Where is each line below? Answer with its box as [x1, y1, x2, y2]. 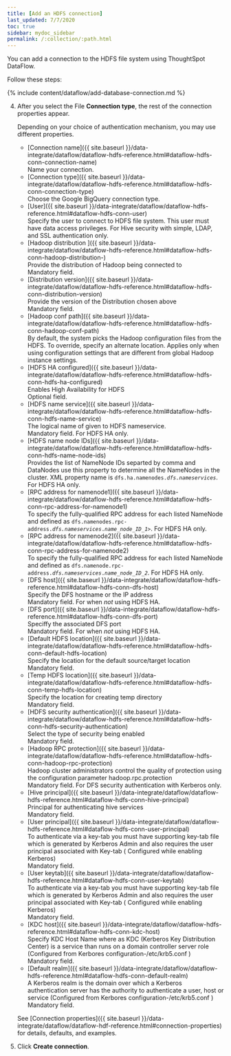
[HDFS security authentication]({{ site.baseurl [27, 708, 157, 716]
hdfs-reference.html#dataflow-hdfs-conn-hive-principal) [27, 796, 189, 804]
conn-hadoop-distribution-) [27, 253, 107, 262]
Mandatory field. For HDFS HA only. [27, 429, 129, 438]
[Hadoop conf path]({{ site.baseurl [27, 312, 126, 321]
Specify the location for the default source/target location [27, 657, 190, 665]
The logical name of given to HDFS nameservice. [27, 422, 166, 430]
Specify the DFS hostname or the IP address [27, 590, 153, 599]
